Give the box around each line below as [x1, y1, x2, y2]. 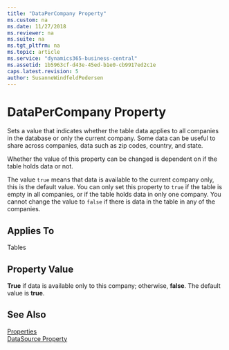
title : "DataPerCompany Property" [7, 10, 107, 17]
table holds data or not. [7, 162, 74, 171]
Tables [7, 243, 26, 252]
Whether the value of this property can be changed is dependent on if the [7, 155, 218, 163]
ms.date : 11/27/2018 [7, 23, 67, 30]
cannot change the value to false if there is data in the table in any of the [7, 197, 216, 206]
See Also [7, 309, 46, 321]
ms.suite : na [7, 36, 45, 43]
